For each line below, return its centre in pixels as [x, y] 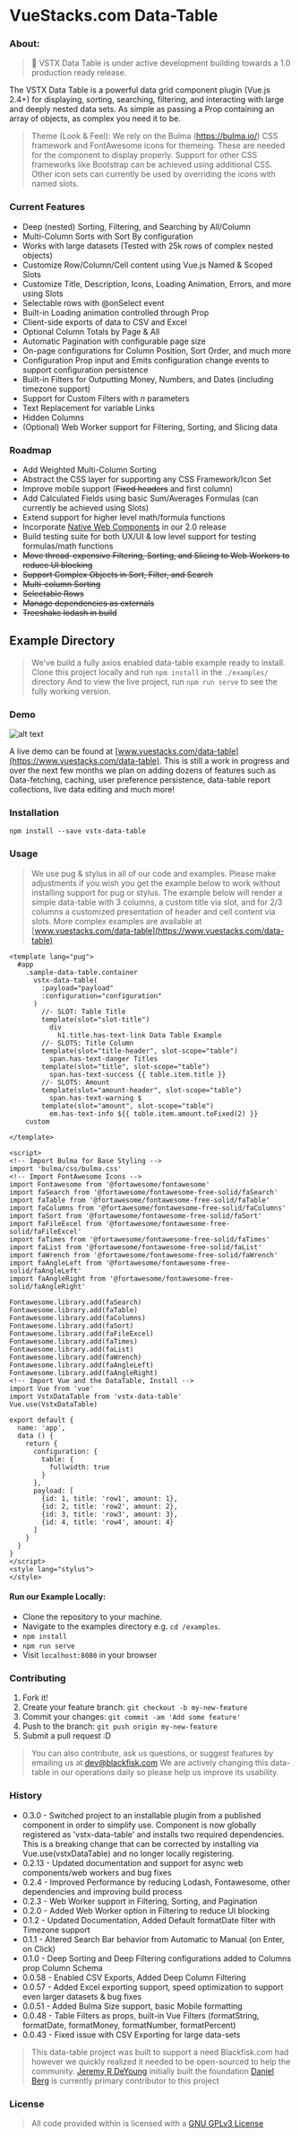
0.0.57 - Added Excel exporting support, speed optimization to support [153, 1987]
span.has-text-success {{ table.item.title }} [137, 1074]
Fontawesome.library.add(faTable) [74, 1310]
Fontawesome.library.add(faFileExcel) [81, 1334]
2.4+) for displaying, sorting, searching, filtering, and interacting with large [147, 100]
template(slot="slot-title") [96, 1020]
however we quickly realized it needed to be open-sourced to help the [161, 2062]
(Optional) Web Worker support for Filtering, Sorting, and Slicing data [150, 426]
